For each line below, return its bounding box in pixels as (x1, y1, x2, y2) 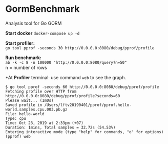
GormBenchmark (5, 3, 80, 15)
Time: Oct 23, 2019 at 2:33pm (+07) (5, 120, 83, 125)
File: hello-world (5, 111, 45, 116)
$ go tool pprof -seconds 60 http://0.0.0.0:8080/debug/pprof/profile (5, 84, 159, 89)
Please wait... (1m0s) (5, 98, 54, 103)
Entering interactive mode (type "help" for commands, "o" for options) (5, 129, 164, 134)
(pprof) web (5, 134, 31, 139)
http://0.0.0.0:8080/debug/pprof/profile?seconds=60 (5, 93, 120, 98)
